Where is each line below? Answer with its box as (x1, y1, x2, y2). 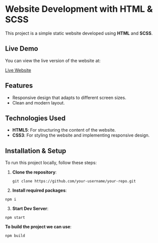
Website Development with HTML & (5, 3, 153, 15)
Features (5, 81, 33, 90)
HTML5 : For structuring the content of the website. (12, 127, 116, 133)
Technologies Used (5, 114, 65, 122)
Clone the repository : (12, 169, 57, 175)
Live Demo (5, 44, 38, 53)
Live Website (5, 67, 32, 73)
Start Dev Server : (12, 206, 49, 211)
